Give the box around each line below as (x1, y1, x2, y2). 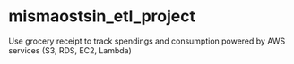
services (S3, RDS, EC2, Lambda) (8, 44, 132, 55)
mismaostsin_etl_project (8, 6, 196, 27)
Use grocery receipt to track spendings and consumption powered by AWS (8, 36, 286, 46)
